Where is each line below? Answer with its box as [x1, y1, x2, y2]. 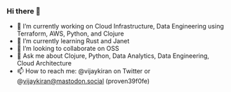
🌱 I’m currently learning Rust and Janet [16, 37, 130, 45]
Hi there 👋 [6, 6, 41, 16]
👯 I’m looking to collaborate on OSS [16, 45, 120, 53]
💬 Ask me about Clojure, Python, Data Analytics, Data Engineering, [16, 52, 210, 60]
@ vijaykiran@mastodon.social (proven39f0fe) [16, 77, 150, 86]
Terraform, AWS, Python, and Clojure [16, 29, 124, 38]
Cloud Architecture [16, 59, 72, 68]
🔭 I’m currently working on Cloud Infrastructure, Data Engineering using [16, 22, 224, 31]
